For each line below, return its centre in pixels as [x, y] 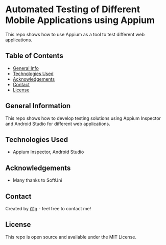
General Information [38, 106]
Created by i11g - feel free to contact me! [48, 209]
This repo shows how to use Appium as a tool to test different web [75, 34]
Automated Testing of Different [73, 9]
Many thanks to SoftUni [37, 180]
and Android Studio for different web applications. [58, 124]
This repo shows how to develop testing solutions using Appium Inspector [83, 118]
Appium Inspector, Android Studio [48, 152]
